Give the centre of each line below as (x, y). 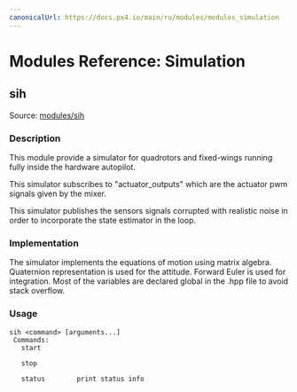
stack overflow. (37, 291)
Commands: (31, 340)
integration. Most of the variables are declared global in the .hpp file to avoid (149, 281)
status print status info (82, 379)
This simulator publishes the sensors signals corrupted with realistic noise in (148, 210)
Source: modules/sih (47, 115)
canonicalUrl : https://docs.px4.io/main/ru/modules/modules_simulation (144, 17)
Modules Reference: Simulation (128, 61)
